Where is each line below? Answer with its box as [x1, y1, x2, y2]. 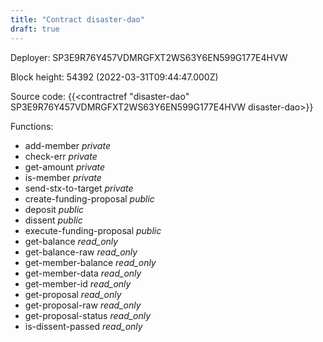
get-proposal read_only [24, 288, 122, 300]
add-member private [24, 139, 111, 151]
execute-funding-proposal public [24, 224, 162, 236]
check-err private [24, 150, 98, 162]
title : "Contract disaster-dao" [10, 14, 145, 25]
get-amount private [24, 161, 105, 173]
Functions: [10, 120, 54, 132]
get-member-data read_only [24, 267, 142, 279]
